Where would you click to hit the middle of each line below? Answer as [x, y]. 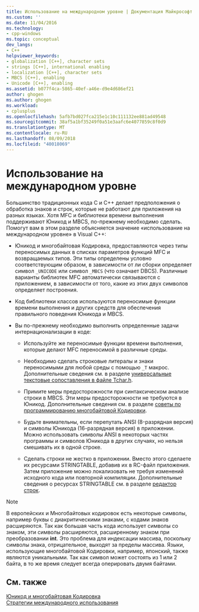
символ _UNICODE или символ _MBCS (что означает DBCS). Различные [101, 271]
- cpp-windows [24, 34]
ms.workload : [22, 105]
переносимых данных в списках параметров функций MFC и [92, 252]
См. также [27, 582]
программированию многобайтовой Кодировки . [85, 410]
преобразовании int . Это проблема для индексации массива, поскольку [99, 538]
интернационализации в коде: [53, 332]
